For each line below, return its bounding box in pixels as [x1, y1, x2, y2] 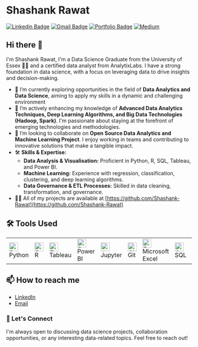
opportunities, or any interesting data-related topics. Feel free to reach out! [6, 334, 188, 341]
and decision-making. [6, 74, 59, 81]
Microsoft [142, 247, 169, 255]
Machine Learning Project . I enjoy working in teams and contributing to [14, 136, 189, 143]
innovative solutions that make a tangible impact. [14, 142, 134, 149]
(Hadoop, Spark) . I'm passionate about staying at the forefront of [14, 117, 174, 124]
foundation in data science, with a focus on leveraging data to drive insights [6, 68, 190, 75]
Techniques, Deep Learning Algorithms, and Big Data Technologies [14, 111, 183, 118]
